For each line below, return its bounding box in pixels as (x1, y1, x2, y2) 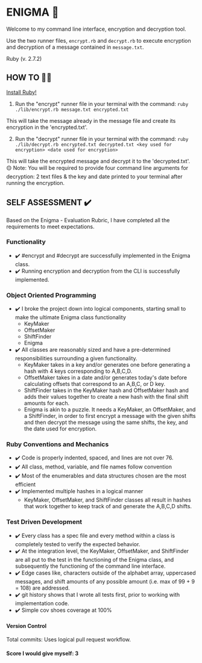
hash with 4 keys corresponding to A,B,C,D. (24, 367, 133, 375)
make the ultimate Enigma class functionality (14, 314, 127, 321)
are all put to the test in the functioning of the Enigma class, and (14, 556, 174, 563)
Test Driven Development (6, 518, 83, 526)
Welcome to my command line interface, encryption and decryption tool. (6, 25, 186, 33)
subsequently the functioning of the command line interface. (14, 562, 166, 570)
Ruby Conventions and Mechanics (6, 440, 109, 449)
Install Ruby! (6, 89, 37, 96)
